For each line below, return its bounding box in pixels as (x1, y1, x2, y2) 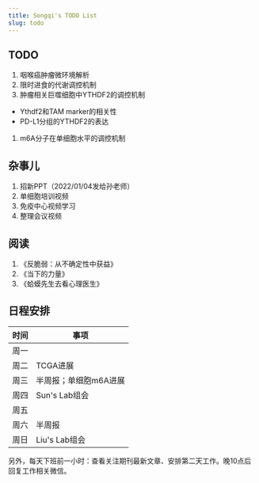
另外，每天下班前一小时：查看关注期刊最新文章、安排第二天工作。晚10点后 (8, 456, 252, 466)
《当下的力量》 (19, 268, 69, 278)
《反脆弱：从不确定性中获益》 (19, 259, 117, 268)
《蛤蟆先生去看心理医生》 (19, 279, 104, 288)
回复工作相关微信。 (8, 466, 71, 475)
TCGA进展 (36, 359, 74, 371)
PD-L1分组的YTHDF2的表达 (19, 116, 109, 127)
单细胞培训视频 (19, 192, 69, 201)
